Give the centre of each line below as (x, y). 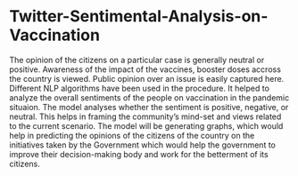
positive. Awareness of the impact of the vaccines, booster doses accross (145, 69)
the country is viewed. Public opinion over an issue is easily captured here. (147, 78)
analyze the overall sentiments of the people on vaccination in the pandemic (149, 97)
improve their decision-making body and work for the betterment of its (139, 154)
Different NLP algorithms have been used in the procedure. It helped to (140, 88)
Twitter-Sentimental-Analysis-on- (139, 16)
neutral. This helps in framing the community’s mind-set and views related (145, 116)
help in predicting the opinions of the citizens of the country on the (132, 135)
